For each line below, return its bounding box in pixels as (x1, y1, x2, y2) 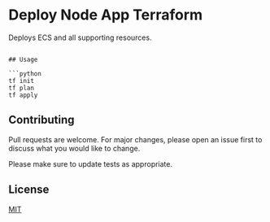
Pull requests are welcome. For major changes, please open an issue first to (8, 134, 263, 144)
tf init (8, 76, 35, 85)
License (8, 183, 50, 197)
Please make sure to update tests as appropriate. (8, 159, 173, 168)
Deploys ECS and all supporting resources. (8, 33, 152, 42)
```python (8, 69, 42, 78)
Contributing (8, 113, 75, 127)
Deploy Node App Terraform (8, 6, 203, 24)
